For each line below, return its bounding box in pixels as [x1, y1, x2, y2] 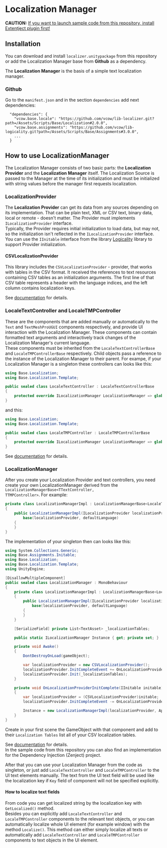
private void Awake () [14, 644, 59, 649]
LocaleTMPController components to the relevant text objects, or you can [5, 816, 155, 822]
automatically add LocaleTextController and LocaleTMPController [5, 832, 140, 838]
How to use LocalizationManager [5, 151, 109, 160]
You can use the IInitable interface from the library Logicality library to [5, 236, 153, 242]
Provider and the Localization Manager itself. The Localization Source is [5, 170, 155, 176]
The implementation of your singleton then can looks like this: [5, 538, 131, 544]
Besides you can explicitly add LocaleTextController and [5, 811, 122, 817]
